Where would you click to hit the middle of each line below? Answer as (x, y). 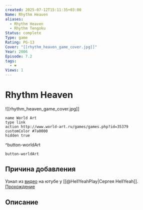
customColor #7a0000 (27, 131)
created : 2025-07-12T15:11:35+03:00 (43, 10)
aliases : (14, 19)
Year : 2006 (16, 51)
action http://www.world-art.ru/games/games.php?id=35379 (67, 126)
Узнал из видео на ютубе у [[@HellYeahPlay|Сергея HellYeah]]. (72, 181)
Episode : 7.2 (19, 56)
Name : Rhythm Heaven (27, 14)
